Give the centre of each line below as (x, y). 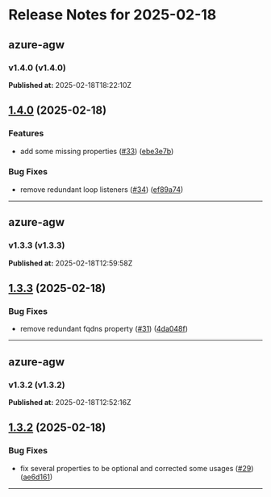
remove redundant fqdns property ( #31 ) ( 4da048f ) (104, 329)
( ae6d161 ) (36, 477)
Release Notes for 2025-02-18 (113, 15)
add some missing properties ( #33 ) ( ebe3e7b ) (97, 151)
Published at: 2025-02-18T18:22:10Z (70, 85)
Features (26, 133)
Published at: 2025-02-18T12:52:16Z (70, 402)
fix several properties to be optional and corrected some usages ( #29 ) (137, 468)
